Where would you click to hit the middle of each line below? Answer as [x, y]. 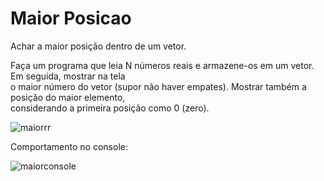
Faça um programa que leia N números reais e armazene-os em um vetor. [162, 65]
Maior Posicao [71, 18]
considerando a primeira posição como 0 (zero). [110, 108]
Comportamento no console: [69, 146]
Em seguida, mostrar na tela [68, 76]
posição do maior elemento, [68, 97]
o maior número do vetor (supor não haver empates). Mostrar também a [158, 86]
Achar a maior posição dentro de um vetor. [98, 46]
